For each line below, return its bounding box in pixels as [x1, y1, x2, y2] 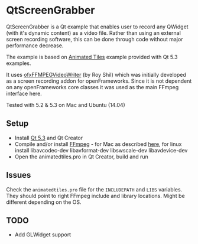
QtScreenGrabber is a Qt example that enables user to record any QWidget [6, 23, 189, 30]
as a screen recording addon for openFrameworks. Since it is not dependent [6, 77, 192, 84]
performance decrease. [6, 42, 64, 49]
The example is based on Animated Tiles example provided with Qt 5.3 [6, 53, 178, 60]
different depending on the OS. [6, 199, 82, 206]
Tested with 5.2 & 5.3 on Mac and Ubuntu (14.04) [6, 101, 125, 108]
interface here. [6, 90, 43, 97]
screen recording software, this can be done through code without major [6, 35, 183, 43]
